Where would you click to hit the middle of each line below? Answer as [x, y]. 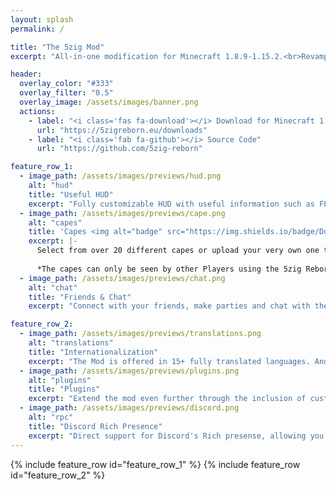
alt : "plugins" [60, 380]
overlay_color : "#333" [66, 84]
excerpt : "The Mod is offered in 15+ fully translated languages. [169, 361]
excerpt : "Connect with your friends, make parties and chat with [169, 306]
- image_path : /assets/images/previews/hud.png [120, 176]
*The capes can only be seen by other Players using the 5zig [169, 269]
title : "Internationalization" [93, 352]
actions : [37, 111]
